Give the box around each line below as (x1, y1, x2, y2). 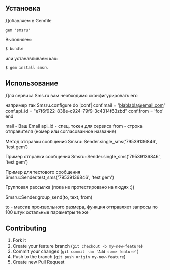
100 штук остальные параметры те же (5, 209, 89, 215)
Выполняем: (5, 36, 32, 42)
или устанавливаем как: (5, 55, 58, 61)
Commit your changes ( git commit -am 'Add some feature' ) (12, 248, 139, 254)
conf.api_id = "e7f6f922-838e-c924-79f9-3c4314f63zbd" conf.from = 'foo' (5, 107, 164, 114)
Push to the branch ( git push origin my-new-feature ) (12, 254, 126, 260)
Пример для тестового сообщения (5, 169, 80, 175)
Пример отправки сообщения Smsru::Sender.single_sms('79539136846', (5, 153, 161, 159)
